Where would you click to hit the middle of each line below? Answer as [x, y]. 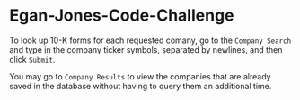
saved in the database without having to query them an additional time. [141, 86]
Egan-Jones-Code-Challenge [122, 16]
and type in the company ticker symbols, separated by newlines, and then [146, 49]
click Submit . [32, 59]
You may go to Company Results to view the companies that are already [140, 76]
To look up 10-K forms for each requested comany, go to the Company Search [150, 40]
